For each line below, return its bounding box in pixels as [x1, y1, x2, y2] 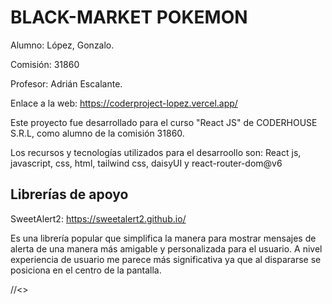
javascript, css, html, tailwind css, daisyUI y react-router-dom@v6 [10, 157, 283, 169]
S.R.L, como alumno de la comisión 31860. [10, 127, 185, 139]
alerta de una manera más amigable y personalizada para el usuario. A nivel [10, 242, 323, 255]
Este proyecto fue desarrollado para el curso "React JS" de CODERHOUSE [10, 116, 318, 128]
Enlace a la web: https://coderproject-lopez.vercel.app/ [10, 97, 238, 109]
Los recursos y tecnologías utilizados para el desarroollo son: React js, [10, 146, 302, 158]
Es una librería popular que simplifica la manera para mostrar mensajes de [10, 232, 317, 244]
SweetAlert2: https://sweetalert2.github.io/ [10, 212, 187, 225]
